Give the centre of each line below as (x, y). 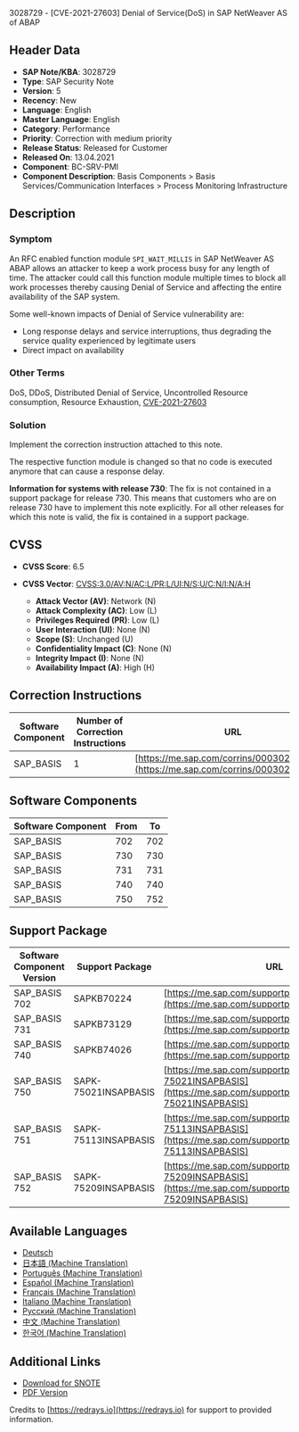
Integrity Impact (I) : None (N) (90, 658)
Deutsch (37, 1253)
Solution (28, 425)
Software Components (73, 801)
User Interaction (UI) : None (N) (93, 629)
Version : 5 (41, 91)
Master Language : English (71, 119)
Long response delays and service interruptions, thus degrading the (146, 331)
